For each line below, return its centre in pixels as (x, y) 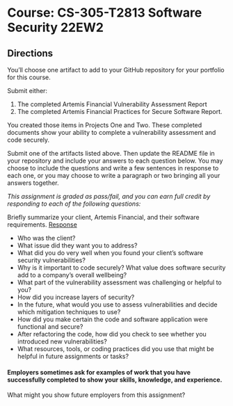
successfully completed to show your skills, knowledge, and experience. (115, 380)
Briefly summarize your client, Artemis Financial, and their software (103, 217)
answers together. (33, 183)
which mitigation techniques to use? (69, 312)
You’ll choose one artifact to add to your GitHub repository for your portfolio (116, 70)
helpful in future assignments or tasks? (73, 356)
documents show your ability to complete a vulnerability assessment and (112, 132)
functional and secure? (50, 327)
